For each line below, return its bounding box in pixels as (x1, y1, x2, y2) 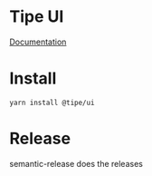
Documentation (9, 36, 67, 47)
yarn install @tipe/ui (9, 98, 95, 107)
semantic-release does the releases (9, 158, 143, 169)
